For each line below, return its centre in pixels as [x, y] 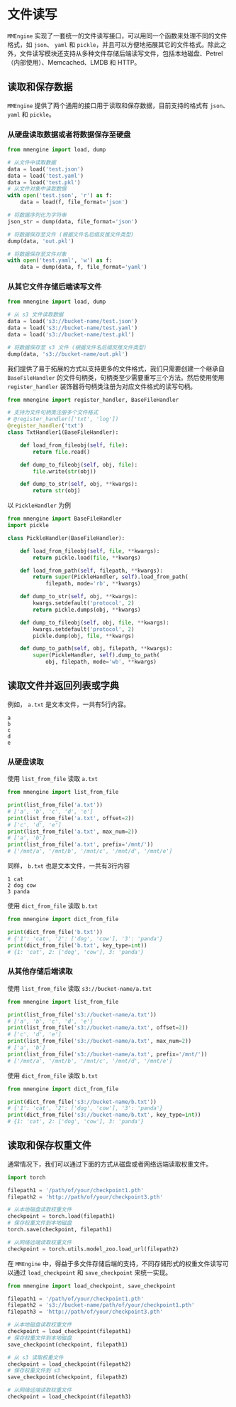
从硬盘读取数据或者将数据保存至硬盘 [69, 134]
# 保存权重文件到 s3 [34, 1371]
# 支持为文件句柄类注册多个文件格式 [53, 413]
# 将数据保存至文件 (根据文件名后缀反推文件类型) [71, 234]
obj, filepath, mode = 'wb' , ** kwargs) [101, 662]
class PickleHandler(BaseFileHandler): [66, 538]
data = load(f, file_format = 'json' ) [74, 202]
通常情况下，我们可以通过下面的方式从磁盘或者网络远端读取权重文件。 [110, 1164]
